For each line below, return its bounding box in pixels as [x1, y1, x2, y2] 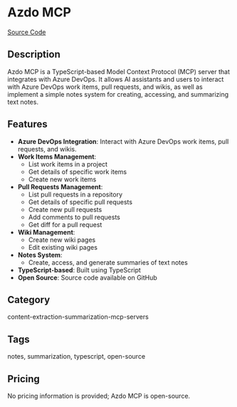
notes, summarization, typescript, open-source [7, 352, 146, 361]
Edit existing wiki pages [28, 243, 98, 251]
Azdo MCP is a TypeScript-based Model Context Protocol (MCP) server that [7, 67, 230, 75]
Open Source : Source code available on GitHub [17, 273, 158, 282]
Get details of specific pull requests [28, 197, 133, 206]
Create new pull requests [28, 205, 102, 213]
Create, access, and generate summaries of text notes [28, 258, 189, 267]
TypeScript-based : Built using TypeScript [17, 265, 141, 274]
